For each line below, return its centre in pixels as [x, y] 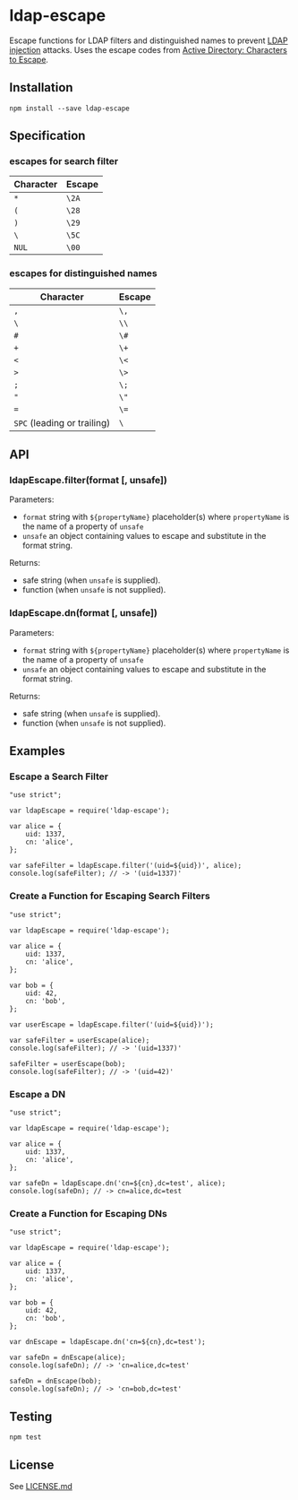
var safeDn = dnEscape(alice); [68, 1358]
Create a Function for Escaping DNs [88, 1213]
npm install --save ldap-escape [69, 108]
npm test [26, 1437]
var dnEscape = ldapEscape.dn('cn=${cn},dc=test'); [107, 1342]
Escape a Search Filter [59, 776]
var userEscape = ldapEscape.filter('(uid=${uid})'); [112, 1024]
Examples [37, 751]
